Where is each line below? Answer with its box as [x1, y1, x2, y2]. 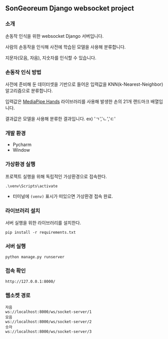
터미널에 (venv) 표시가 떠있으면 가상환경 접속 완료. [12, 193, 113, 199]
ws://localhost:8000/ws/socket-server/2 [5, 319, 92, 324]
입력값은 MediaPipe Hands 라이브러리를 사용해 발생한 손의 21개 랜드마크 [5, 98, 150, 104]
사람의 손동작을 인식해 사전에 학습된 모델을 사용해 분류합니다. [5, 43, 126, 50]
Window [12, 147, 30, 153]
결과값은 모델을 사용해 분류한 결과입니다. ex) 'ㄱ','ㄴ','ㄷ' [5, 115, 116, 122]
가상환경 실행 [5, 161, 36, 168]
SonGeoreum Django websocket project [5, 4, 135, 13]
